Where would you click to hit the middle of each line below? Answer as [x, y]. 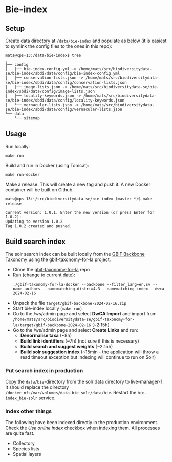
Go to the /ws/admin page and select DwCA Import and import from [85, 313]
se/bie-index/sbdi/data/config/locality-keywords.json [65, 101]
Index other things [29, 411]
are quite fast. [20, 433]
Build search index [35, 242]
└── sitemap [27, 118]
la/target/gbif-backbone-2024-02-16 [52, 325]
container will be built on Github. [39, 189]
